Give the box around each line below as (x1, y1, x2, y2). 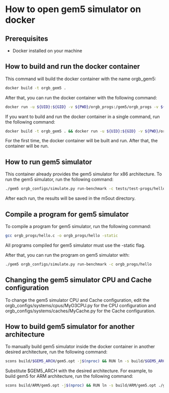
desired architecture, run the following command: (5, 349, 108, 355)
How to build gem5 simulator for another (5, 322, 135, 331)
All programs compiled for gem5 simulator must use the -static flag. (5, 242, 146, 248)
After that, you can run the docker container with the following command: (5, 94, 157, 100)
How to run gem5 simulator (5, 157, 92, 166)
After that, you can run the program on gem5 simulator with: (5, 252, 130, 258)
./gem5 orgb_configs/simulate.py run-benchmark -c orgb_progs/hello (5, 261, 152, 267)
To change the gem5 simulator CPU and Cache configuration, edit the (5, 297, 150, 303)
